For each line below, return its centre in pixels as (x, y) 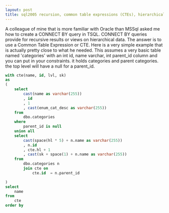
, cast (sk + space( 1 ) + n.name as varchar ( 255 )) (75, 154)
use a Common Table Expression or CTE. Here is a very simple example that (84, 45)
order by (14, 205)
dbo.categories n (41, 164)
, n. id (30, 145)
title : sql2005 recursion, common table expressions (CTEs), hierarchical (85, 15)
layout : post (19, 10)
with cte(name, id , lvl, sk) (36, 75)
